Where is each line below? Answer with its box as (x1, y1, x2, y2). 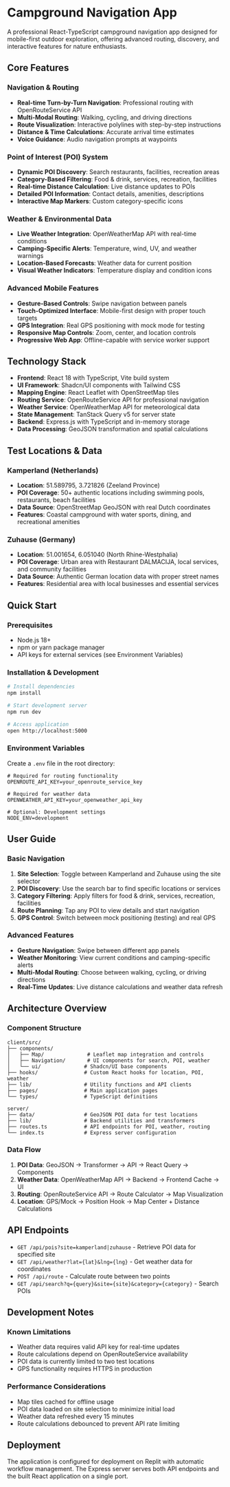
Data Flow (7, 1145, 41, 1155)
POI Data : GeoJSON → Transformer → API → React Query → (16, 1160, 189, 1169)
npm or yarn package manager (16, 643, 105, 651)
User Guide (7, 834, 56, 845)
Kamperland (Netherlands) (7, 466, 99, 475)
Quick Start (7, 600, 57, 611)
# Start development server (7, 702, 88, 709)
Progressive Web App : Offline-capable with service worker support (16, 336, 209, 344)
